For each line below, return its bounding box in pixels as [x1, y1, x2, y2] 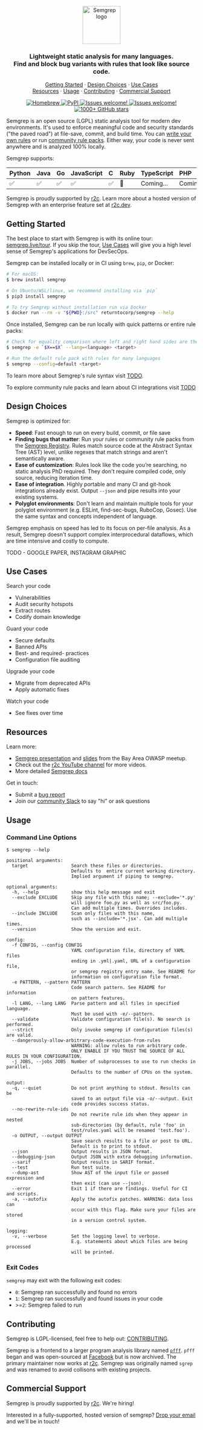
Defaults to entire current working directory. [71, 868, 196, 874]
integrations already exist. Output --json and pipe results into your [14, 487, 181, 494]
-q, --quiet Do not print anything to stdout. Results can [11, 1085, 190, 1091]
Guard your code [6, 625, 48, 632]
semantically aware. [14, 454, 65, 462]
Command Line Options [6, 833, 77, 841]
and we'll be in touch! [6, 1417, 60, 1425]
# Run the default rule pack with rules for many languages [6, 356, 161, 362]
